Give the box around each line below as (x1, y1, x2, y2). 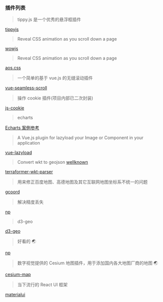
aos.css (5, 65, 21, 71)
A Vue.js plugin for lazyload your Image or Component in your (17, 135, 144, 141)
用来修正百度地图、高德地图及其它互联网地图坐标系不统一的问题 (17, 179, 148, 185)
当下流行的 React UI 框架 (17, 282, 68, 288)
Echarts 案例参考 (5, 125, 40, 131)
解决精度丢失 (17, 199, 44, 205)
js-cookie (5, 105, 25, 111)
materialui (5, 292, 26, 298)
